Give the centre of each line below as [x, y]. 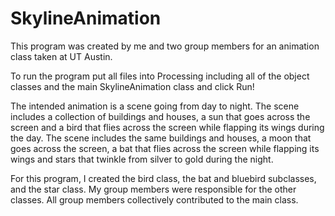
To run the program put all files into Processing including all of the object [160, 76]
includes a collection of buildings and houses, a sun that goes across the [160, 116]
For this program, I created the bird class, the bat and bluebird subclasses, [163, 178]
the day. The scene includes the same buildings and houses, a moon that [161, 138]
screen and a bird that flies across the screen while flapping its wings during [167, 127]
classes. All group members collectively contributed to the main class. [154, 199]
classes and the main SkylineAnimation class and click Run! [132, 86]
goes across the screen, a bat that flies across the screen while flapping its [165, 148]
